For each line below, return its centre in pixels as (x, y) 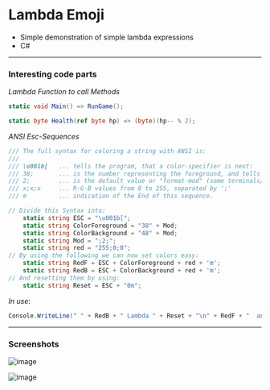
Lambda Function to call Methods (64, 92)
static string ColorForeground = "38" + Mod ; (100, 226)
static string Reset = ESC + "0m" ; (82, 285)
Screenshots (34, 344)
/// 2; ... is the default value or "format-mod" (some (117, 181)
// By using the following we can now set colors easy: (104, 255)
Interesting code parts (53, 74)
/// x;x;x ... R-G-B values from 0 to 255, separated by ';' (120, 189)
